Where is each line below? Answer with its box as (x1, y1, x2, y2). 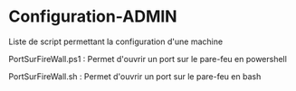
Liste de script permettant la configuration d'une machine (8, 36, 224, 47)
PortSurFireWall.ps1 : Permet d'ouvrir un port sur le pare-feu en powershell (8, 53, 287, 64)
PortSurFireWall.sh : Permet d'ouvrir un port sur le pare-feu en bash (8, 70, 262, 82)
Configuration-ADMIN (8, 6, 177, 27)
